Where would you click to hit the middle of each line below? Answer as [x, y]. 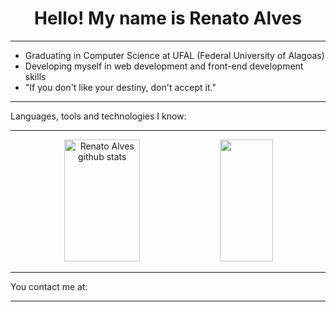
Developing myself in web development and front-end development [164, 66]
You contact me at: [49, 286]
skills [35, 76]
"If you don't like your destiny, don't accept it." [120, 87]
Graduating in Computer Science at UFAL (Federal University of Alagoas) [174, 55]
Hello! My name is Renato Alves [168, 18]
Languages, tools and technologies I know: [98, 116]
